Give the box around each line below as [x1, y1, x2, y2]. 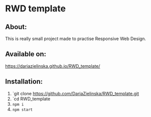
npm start [12, 107, 33, 112]
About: [5, 23, 27, 31]
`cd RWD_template [12, 96, 51, 102]
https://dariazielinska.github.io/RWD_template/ [5, 63, 100, 69]
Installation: [5, 78, 43, 86]
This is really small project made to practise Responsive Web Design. [5, 36, 147, 41]
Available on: [5, 50, 46, 58]
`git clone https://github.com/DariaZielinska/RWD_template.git [12, 90, 139, 96]
